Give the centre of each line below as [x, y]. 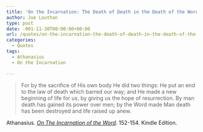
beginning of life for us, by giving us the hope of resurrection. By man [108, 98]
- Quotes [23, 46]
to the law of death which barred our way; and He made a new [99, 91]
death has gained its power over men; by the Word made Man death [106, 104]
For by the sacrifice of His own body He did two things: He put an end [108, 85]
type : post [20, 23]
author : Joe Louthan [32, 18]
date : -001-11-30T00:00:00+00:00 [48, 29]
